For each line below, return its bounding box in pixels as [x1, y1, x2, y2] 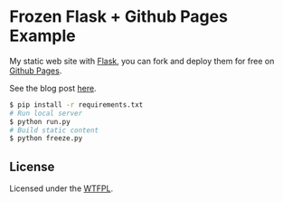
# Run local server [9, 109, 83, 118]
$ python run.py [9, 117, 71, 126]
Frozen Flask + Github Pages [9, 6, 229, 27]
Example [9, 25, 76, 46]
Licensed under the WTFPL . [9, 183, 114, 194]
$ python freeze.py [9, 134, 83, 143]
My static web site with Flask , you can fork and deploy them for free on [9, 55, 275, 66]
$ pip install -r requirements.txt [9, 100, 144, 110]
